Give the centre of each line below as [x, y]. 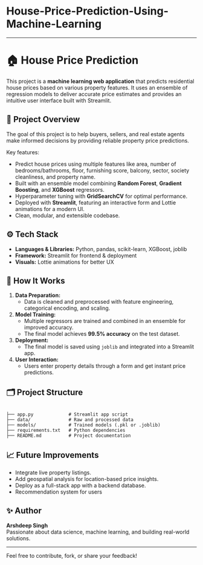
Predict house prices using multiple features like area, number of [95, 164]
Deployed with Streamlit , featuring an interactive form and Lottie [95, 202]
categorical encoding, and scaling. [67, 308]
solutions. [18, 538]
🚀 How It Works [36, 280]
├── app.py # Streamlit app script [67, 415]
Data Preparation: [38, 295]
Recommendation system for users [59, 492]
